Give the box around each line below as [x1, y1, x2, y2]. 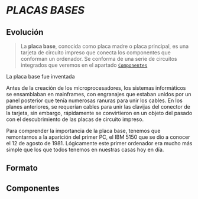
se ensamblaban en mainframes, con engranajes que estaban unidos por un [6, 91, 191, 97]
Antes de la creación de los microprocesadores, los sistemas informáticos [6, 84, 186, 92]
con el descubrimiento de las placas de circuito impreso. [6, 116, 144, 123]
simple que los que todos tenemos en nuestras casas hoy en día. [6, 146, 164, 153]
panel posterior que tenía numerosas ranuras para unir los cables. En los [6, 97, 183, 104]
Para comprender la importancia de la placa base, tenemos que [6, 128, 161, 134]
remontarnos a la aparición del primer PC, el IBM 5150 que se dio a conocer [6, 133, 190, 141]
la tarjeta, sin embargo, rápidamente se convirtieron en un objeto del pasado [6, 110, 193, 116]
